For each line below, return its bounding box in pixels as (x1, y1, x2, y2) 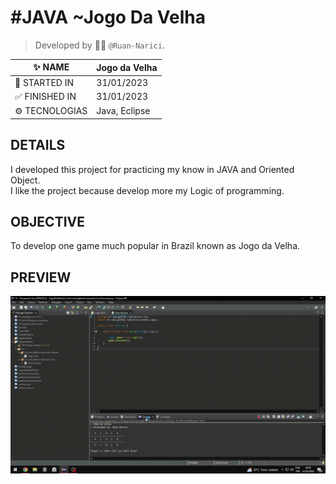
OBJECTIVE (10, 213, 85, 230)
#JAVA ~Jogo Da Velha (10, 6, 206, 29)
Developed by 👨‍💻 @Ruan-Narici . (34, 39, 165, 51)
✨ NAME (33, 61, 70, 73)
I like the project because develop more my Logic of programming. (10, 184, 285, 196)
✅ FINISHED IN (14, 90, 77, 102)
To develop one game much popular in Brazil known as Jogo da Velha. (10, 240, 301, 252)
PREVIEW (10, 269, 72, 286)
